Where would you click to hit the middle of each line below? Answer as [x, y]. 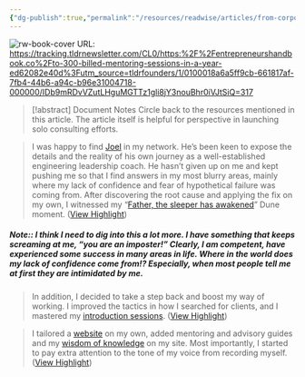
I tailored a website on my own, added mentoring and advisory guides [162, 333]
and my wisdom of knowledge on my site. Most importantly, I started [160, 342]
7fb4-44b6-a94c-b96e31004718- [73, 82]
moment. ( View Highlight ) [79, 213]
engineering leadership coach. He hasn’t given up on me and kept [155, 165]
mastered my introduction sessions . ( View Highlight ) [129, 315]
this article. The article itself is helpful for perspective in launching [155, 119]
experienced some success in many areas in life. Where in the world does [151, 254]
